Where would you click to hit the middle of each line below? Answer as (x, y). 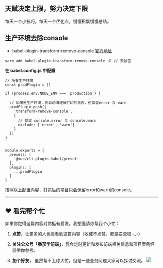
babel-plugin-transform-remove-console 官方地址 (62, 50)
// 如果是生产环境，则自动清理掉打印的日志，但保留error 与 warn (68, 103)
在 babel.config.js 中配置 (30, 70)
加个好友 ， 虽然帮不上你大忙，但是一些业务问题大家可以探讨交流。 (79, 261)
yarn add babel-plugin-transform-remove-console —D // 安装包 (68, 61)
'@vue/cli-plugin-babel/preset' (46, 159)
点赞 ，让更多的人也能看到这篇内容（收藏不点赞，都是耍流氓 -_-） (77, 234)
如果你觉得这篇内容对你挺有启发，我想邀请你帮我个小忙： (62, 224)
